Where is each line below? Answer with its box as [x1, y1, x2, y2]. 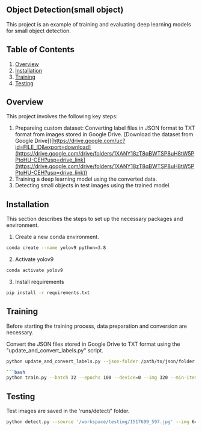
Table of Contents [6, 44, 75, 55]
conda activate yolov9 [6, 267, 63, 274]
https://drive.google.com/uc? [53, 137, 126, 145]
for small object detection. [6, 27, 71, 34]
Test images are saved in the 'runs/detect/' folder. [6, 408, 130, 415]
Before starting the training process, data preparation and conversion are [6, 322, 188, 330]
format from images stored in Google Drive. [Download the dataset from [14, 131, 194, 138]
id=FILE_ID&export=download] [14, 143, 91, 151]
